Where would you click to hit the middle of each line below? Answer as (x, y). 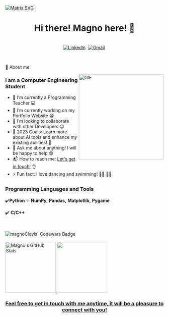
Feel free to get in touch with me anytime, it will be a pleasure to (84, 304)
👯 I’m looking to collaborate (41, 121)
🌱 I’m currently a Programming (44, 97)
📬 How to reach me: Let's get (44, 159)
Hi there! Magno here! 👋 (84, 28)
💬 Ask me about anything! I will (44, 148)
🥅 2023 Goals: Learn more (40, 132)
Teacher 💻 (24, 103)
